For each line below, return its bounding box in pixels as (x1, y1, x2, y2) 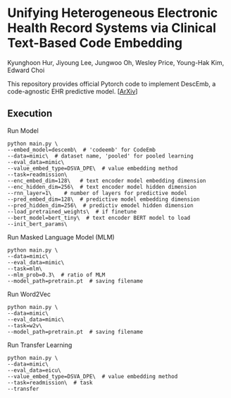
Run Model (7, 126, 39, 135)
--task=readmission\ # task (7, 379, 93, 386)
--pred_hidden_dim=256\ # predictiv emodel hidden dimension (7, 201, 194, 209)
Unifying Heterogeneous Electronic (7, 5, 218, 21)
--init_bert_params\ (7, 221, 68, 228)
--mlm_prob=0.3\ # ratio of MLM (7, 271, 106, 279)
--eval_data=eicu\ (7, 366, 61, 374)
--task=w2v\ (7, 322, 42, 329)
